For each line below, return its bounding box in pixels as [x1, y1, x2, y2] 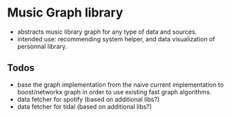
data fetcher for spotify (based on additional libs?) [17, 95, 160, 103]
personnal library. [17, 42, 68, 50]
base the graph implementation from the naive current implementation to [17, 81, 224, 89]
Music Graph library [7, 5, 123, 21]
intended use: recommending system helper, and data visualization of [17, 34, 215, 43]
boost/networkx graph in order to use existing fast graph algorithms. [17, 87, 212, 96]
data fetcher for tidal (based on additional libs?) [17, 102, 152, 111]
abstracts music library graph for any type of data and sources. [17, 28, 197, 36]
